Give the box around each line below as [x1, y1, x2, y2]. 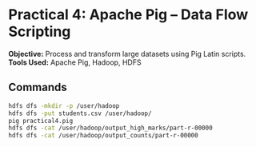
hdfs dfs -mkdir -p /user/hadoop [8, 101, 120, 109]
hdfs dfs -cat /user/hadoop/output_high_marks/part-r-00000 [8, 124, 214, 133]
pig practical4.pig [8, 117, 74, 125]
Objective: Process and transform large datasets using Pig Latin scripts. [8, 49, 246, 58]
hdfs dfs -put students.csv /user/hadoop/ [8, 109, 152, 117]
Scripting [8, 22, 71, 41]
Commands [8, 81, 68, 94]
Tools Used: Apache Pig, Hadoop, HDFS [8, 58, 142, 67]
